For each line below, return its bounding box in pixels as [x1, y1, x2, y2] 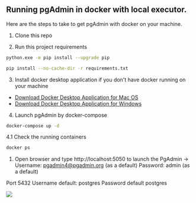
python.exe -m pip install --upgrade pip [6, 54, 110, 61]
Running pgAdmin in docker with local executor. [6, 5, 187, 15]
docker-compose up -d [6, 123, 60, 129]
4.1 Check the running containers [6, 133, 87, 140]
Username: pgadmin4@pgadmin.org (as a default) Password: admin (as [14, 162, 190, 169]
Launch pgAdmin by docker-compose [14, 112, 108, 119]
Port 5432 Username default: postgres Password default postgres [6, 179, 168, 186]
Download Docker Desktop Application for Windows [14, 100, 142, 107]
